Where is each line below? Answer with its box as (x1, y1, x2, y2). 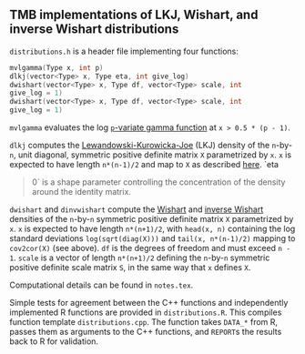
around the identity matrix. (31, 187, 132, 197)
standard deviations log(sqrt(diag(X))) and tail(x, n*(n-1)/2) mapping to (9, 233, 296, 244)
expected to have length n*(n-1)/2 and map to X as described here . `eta (9, 159, 280, 170)
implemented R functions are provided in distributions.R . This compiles (9, 307, 282, 318)
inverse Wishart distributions (9, 22, 179, 37)
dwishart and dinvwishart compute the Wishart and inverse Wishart (9, 204, 264, 215)
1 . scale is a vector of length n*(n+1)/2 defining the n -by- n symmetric (9, 252, 270, 263)
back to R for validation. (9, 336, 98, 347)
